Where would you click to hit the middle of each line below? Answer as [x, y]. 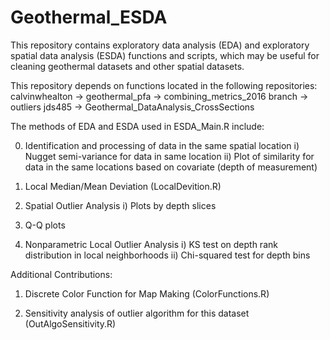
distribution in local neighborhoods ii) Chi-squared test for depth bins [167, 255]
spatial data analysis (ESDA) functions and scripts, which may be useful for [165, 55]
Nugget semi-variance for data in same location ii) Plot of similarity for [169, 156]
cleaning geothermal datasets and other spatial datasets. [127, 66]
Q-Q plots [45, 225]
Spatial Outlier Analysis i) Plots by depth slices [120, 205]
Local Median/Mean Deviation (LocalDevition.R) [123, 186]
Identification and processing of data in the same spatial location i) [162, 145]
